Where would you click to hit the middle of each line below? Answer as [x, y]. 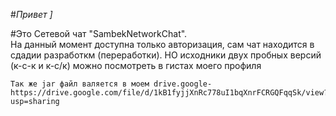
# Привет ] [31, 14]
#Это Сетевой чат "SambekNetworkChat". [99, 33]
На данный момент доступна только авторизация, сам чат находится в [162, 44]
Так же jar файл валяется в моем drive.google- [111, 84]
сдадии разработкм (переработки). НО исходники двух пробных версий [166, 55]
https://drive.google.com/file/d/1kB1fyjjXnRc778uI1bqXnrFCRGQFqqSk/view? [169, 93]
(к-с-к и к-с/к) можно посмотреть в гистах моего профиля [136, 65]
